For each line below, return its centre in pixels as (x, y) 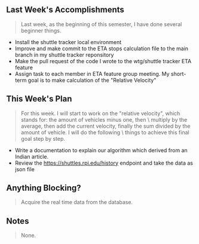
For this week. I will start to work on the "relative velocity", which (100, 113)
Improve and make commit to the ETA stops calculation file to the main (102, 48)
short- (178, 73)
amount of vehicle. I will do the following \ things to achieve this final (105, 132)
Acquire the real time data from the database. (77, 202)
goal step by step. (43, 138)
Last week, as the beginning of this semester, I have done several (101, 24)
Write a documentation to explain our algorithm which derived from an (101, 150)
